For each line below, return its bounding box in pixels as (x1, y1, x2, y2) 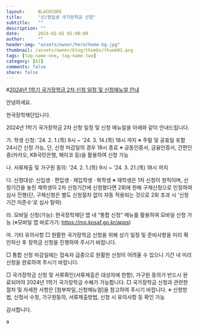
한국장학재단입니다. (6, 111, 51, 118)
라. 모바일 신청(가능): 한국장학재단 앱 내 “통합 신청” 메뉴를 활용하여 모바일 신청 (6, 212, 186, 219)
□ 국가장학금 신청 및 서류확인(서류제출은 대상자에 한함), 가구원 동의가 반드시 (6, 271, 182, 278)
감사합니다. (6, 306, 32, 313)
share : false (6, 69, 38, 75)
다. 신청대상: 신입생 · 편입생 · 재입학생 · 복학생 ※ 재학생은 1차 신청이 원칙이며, (6, 177, 183, 184)
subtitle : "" (6, 20, 44, 25)
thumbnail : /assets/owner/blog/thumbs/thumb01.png (6, 47, 134, 53)
